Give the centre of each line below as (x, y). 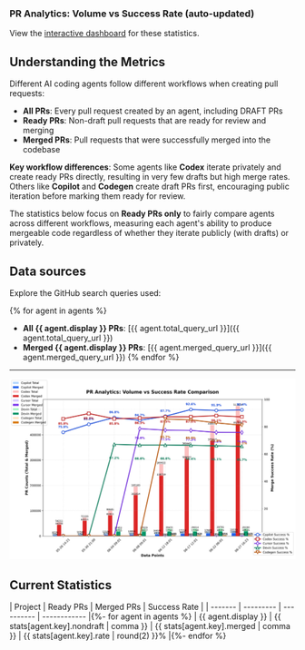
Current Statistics (60, 585)
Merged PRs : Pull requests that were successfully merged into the (146, 140)
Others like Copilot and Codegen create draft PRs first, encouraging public (150, 187)
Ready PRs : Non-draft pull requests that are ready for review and (144, 121)
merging (38, 131)
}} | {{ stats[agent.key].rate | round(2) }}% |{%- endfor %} (118, 636)
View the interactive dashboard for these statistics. (104, 34)
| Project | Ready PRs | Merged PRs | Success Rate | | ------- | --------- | (145, 607)
